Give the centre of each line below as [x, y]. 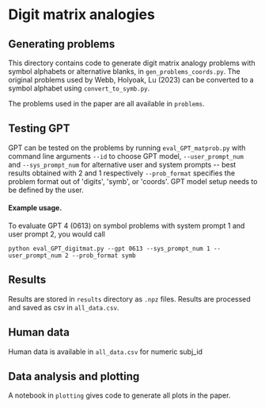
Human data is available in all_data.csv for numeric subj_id [106, 352]
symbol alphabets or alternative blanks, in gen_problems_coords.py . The [124, 71]
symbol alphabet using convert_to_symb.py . [79, 88]
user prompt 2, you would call [57, 234]
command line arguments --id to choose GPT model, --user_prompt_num [126, 156]
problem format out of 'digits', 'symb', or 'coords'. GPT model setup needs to [133, 181]
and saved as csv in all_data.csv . [64, 307]
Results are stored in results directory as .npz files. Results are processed [129, 298]
